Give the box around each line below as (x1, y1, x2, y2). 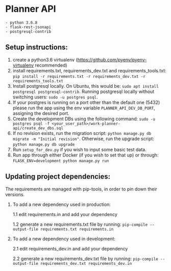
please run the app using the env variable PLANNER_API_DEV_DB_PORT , (12, 105, 155, 111)
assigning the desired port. (12, 110, 70, 116)
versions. (5, 191, 25, 198)
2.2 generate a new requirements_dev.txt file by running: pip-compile (12, 255, 158, 262)
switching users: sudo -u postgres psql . (12, 93, 98, 100)
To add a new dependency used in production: (12, 201, 111, 207)
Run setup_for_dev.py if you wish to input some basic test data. (12, 146, 146, 152)
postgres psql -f (12, 121, 50, 126)
